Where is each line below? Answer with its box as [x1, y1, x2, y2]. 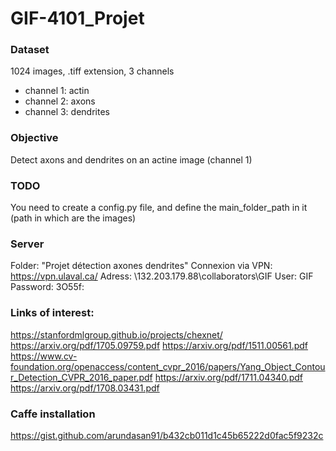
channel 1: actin [24, 85, 90, 97]
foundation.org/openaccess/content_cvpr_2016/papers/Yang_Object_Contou [10, 360, 326, 372]
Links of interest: [10, 306, 95, 320]
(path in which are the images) [10, 212, 137, 224]
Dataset [10, 43, 50, 57]
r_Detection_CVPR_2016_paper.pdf [10, 371, 153, 383]
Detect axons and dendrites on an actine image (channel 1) [10, 153, 253, 166]
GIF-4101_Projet [10, 7, 145, 30]
